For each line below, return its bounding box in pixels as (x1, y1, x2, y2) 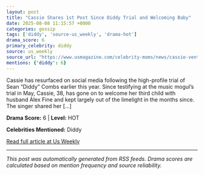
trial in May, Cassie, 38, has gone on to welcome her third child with (6, 89, 176, 97)
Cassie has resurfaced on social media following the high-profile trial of (6, 77, 185, 84)
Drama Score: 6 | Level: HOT (6, 114, 80, 122)
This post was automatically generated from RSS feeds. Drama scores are (6, 155, 193, 162)
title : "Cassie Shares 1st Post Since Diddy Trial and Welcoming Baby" (6, 15, 191, 21)
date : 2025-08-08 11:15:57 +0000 (6, 20, 91, 26)
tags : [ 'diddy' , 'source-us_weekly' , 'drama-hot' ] (6, 32, 137, 38)
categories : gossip (6, 26, 56, 32)
